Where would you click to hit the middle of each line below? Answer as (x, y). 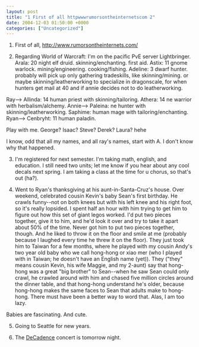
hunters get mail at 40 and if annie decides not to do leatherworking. (99, 88)
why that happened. (31, 148)
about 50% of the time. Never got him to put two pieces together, (94, 227)
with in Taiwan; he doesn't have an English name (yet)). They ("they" (99, 259)
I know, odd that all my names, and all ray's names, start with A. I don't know (100, 141)
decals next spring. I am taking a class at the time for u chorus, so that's (103, 172)
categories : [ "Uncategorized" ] (45, 28)
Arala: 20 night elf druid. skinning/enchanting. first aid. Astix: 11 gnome (101, 63)
